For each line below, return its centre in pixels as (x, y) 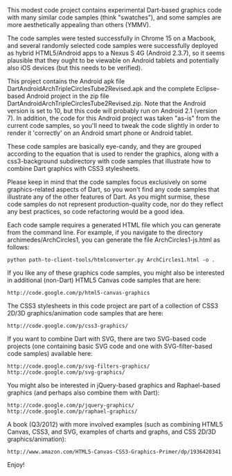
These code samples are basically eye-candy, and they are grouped (105, 146)
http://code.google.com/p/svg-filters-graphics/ (79, 366)
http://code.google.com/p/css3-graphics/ (68, 326)
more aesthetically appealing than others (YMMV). (79, 25)
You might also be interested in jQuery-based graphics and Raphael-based (114, 385)
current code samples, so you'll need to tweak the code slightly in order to (113, 125)
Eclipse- (208, 89)
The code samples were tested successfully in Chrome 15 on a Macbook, (111, 38)
